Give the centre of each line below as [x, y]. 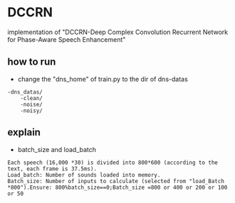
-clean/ [31, 98]
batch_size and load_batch [57, 149]
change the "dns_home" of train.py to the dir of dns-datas [103, 79]
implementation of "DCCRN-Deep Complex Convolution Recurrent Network [118, 32]
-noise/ [31, 104]
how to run [32, 62]
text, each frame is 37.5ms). [52, 169]
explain [24, 132]
